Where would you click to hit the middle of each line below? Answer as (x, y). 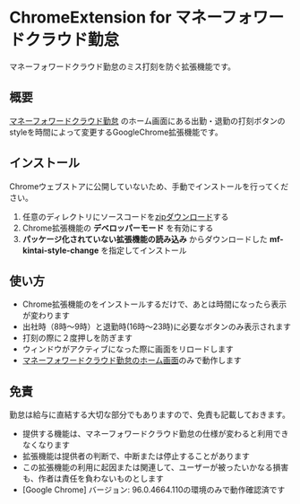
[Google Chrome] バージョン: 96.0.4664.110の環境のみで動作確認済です (154, 490)
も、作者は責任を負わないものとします (93, 479)
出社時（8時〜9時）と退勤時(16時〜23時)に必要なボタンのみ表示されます (156, 326)
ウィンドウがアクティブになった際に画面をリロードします (128, 349)
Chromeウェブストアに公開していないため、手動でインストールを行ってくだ (149, 186)
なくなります (46, 445)
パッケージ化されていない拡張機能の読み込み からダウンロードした (145, 239)
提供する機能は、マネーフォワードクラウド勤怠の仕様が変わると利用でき (155, 434)
